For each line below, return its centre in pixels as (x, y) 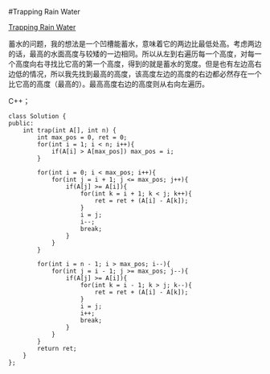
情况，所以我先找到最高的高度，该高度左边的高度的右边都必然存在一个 (145, 74)
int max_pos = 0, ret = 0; (82, 138)
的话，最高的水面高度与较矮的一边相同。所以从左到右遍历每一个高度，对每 (131, 54)
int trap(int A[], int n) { (70, 130)
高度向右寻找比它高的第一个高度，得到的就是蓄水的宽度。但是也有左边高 (135, 64)
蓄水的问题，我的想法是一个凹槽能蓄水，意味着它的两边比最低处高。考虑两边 (135, 44)
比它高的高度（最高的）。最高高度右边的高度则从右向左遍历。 (108, 84)
